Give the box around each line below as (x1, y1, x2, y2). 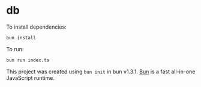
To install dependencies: (6, 23, 67, 30)
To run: (6, 45, 24, 52)
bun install (6, 35, 36, 41)
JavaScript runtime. (6, 74, 55, 81)
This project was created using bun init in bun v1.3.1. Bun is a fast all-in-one (6, 68, 196, 75)
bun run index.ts (6, 57, 50, 63)
